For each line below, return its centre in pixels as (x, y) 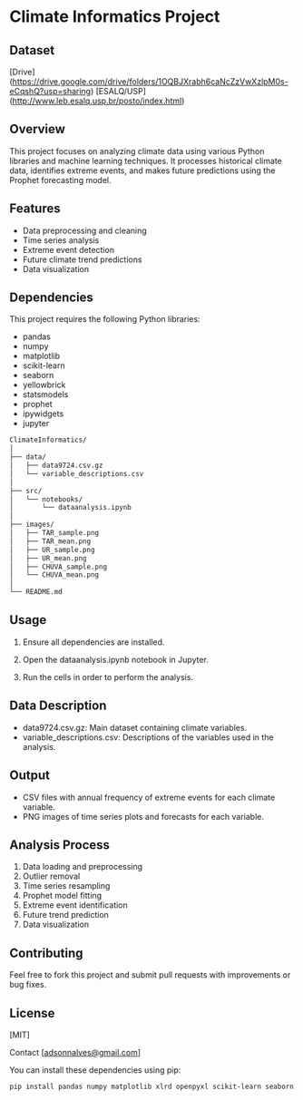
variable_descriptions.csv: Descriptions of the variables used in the (148, 737)
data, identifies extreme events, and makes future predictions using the (142, 170)
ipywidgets (43, 414)
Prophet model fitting (62, 896)
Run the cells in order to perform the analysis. (108, 677)
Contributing (46, 953)
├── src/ (26, 491)
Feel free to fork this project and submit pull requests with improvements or (150, 975)
